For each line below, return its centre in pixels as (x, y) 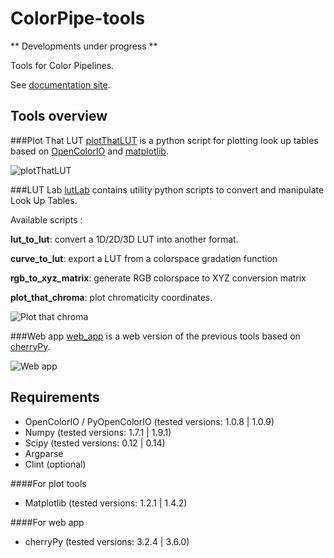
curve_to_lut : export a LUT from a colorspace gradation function (144, 258)
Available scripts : (46, 219)
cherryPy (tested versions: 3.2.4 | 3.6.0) (107, 541)
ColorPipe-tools (78, 18)
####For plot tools (48, 483)
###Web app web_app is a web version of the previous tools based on (155, 336)
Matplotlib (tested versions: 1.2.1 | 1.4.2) (106, 503)
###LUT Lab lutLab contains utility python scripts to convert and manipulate (167, 189)
